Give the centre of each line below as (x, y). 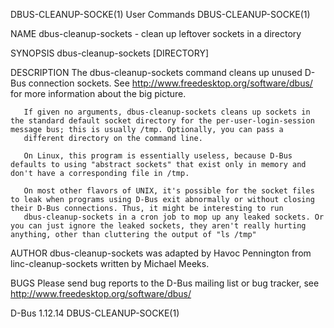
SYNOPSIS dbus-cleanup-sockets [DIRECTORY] (110, 53)
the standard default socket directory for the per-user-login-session (162, 121)
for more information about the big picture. (98, 93)
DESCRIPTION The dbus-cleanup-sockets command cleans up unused (156, 72)
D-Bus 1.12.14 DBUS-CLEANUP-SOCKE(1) (95, 313)
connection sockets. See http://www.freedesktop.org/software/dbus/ (170, 83)
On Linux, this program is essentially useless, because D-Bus (158, 156)
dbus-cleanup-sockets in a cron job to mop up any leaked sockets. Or (174, 217)
